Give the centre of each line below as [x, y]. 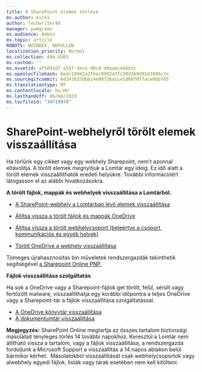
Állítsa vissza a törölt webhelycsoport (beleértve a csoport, [88, 227]
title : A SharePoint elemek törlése [52, 12]
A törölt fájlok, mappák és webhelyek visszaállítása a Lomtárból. [89, 192]
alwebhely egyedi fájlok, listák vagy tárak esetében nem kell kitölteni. [92, 362]
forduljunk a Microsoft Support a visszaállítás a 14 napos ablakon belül [94, 349]
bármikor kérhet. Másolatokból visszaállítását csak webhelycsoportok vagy [101, 356]
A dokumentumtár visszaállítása [55, 318]
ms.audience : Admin [31, 34]
